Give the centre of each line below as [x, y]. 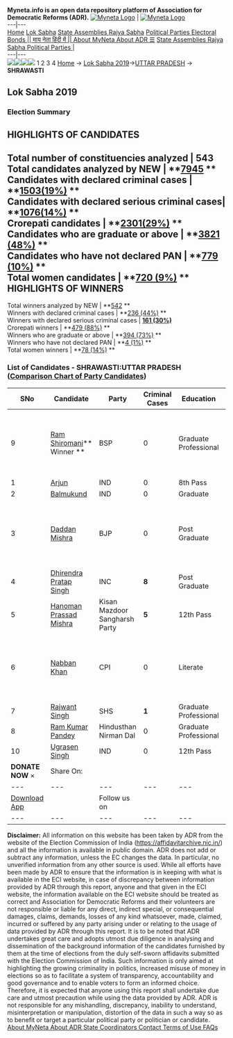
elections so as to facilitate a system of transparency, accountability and [110, 975]
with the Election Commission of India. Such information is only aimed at [110, 960]
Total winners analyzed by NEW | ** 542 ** [69, 305]
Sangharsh [116, 619]
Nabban [63, 663]
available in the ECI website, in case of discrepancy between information [111, 879]
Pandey [63, 735]
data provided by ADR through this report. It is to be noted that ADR [103, 931]
